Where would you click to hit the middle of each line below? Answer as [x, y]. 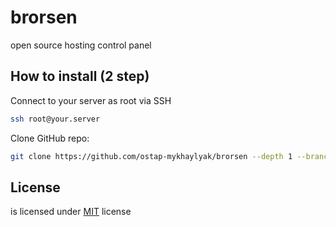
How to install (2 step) [80, 76]
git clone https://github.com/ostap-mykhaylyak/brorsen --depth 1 [151, 156]
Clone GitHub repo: [50, 138]
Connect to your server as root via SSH [91, 100]
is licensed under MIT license [71, 212]
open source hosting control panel [81, 45]
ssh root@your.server [55, 119]
